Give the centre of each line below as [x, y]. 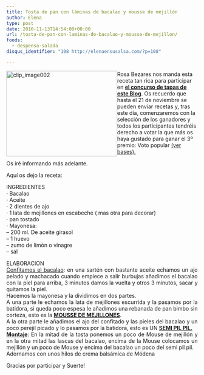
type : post [20, 23]
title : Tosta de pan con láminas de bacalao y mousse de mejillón [92, 12]
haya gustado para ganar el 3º [155, 139]
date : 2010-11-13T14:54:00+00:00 [49, 29]
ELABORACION [25, 263]
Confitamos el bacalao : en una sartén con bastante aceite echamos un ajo [102, 270]
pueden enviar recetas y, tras [154, 106]
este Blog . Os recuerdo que [152, 93]
